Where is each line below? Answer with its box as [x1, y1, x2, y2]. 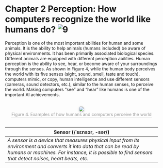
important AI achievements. [5, 91, 60, 98]
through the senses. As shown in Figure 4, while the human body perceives [5, 66, 156, 71]
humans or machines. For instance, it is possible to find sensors [7, 149, 153, 156]
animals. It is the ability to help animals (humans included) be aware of [5, 45, 146, 51]
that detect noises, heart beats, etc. [7, 155, 89, 162]
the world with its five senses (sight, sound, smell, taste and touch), [5, 71, 140, 77]
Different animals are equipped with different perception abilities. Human [5, 55, 150, 61]
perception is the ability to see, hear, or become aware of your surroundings [5, 61, 158, 67]
